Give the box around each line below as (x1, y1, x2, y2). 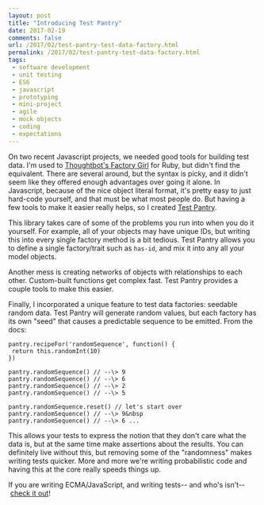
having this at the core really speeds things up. (8, 464, 161, 474)
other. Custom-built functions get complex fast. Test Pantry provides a (8, 275, 239, 285)
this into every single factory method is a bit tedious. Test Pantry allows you (8, 235, 255, 244)
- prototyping (11, 93, 59, 101)
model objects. (8, 251, 57, 261)
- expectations (11, 130, 62, 138)
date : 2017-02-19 (8, 26, 66, 34)
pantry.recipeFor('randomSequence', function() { (8, 340, 176, 348)
